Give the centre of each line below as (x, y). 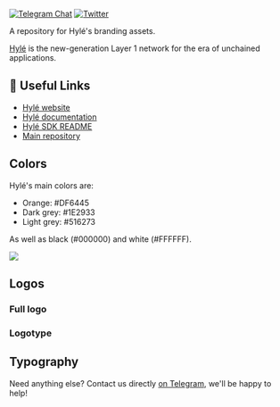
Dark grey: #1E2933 (58, 212)
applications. (33, 58)
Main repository (51, 136)
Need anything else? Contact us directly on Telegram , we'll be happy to (140, 383)
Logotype (30, 333)
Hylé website (46, 107)
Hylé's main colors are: (51, 185)
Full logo (28, 309)
